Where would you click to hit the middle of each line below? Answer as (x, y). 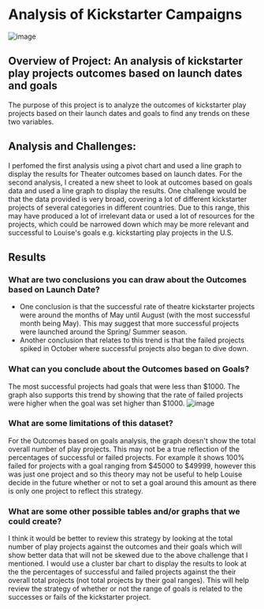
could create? (35, 521)
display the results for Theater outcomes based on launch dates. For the (125, 174)
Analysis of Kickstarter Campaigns (125, 15)
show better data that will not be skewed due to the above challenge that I (128, 555)
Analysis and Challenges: (72, 146)
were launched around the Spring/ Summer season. (103, 332)
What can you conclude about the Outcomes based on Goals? (129, 369)
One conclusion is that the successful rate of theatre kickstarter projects (137, 307)
